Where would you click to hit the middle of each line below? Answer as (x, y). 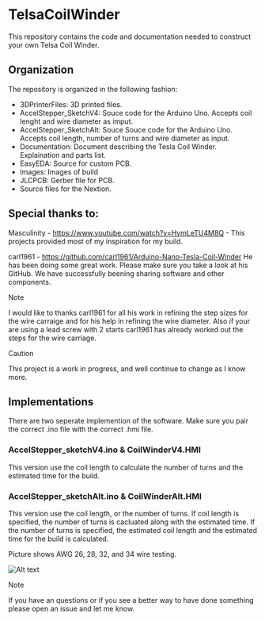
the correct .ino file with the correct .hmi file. (81, 429)
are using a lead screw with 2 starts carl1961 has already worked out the (126, 329)
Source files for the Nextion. (66, 189)
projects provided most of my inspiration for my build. (96, 241)
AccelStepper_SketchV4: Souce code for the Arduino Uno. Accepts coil (136, 113)
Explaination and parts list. (63, 155)
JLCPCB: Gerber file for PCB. (67, 180)
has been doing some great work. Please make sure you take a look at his (128, 265)
